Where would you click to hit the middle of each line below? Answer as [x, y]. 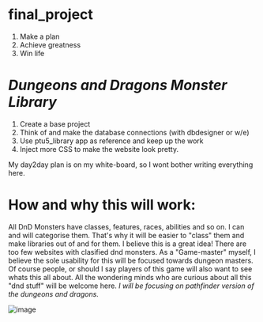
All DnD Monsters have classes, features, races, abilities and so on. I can [126, 226]
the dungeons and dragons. [53, 294]
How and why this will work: [102, 205]
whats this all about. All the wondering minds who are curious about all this [130, 277]
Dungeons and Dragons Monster [118, 85]
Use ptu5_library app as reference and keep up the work [111, 141]
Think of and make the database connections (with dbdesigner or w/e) [135, 132]
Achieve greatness [50, 44]
